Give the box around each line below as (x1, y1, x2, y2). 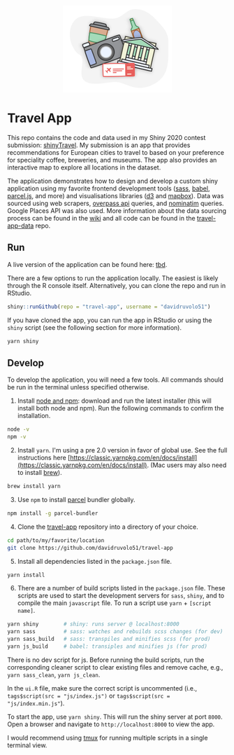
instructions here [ (17, 454, 71, 462)
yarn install (7, 572, 45, 579)
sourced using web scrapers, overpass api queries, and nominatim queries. (7, 199, 224, 207)
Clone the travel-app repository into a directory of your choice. (17, 522, 199, 531)
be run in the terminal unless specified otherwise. (7, 383, 150, 392)
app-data (7, 221, 34, 230)
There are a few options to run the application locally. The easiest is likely (7, 274, 219, 282)
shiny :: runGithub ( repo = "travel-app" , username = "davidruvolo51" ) (7, 303, 211, 310)
